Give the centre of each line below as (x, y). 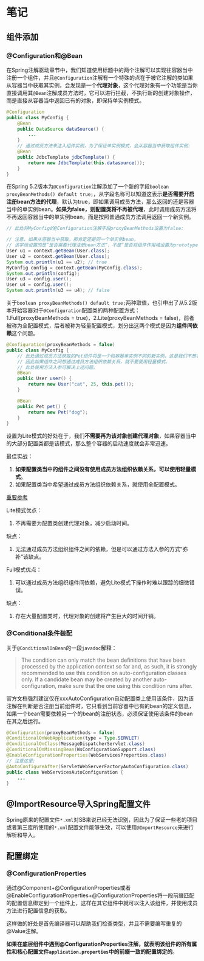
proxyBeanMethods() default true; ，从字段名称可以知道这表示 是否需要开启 (100, 194)
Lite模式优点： (24, 510)
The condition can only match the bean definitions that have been (104, 660)
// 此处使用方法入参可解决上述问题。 (58, 367)
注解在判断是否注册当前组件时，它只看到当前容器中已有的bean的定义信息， (100, 706)
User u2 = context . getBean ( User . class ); (58, 256)
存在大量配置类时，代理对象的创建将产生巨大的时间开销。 (87, 616)
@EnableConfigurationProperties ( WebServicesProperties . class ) (87, 755)
